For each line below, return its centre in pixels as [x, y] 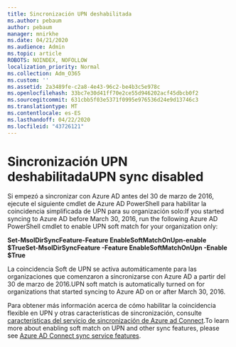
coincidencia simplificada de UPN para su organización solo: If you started [116, 211]
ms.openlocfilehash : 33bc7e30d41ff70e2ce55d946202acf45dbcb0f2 [103, 93]
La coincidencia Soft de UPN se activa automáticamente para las [102, 269]
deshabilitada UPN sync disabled [106, 177]
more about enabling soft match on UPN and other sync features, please [113, 329]
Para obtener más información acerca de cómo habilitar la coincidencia [112, 306]
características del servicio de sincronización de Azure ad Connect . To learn [118, 321]
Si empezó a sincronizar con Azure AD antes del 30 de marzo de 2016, [111, 196]
